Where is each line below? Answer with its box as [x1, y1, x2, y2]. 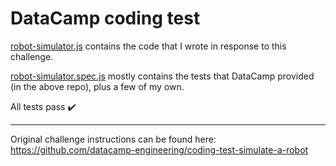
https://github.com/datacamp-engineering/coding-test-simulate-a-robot [10, 143, 309, 156]
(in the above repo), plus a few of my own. [10, 80, 185, 92]
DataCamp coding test [10, 7, 201, 30]
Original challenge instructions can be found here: [10, 133, 217, 145]
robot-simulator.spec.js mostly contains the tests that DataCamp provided [10, 70, 315, 82]
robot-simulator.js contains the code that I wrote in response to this [10, 40, 287, 52]
